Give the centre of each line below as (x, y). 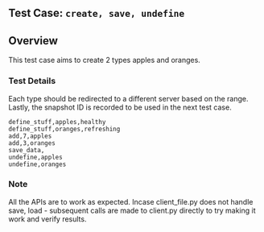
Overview (33, 41)
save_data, (27, 150)
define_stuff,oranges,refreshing (64, 129)
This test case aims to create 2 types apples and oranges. (105, 60)
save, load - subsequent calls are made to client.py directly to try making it (132, 210)
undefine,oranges (37, 164)
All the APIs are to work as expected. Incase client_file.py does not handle (131, 201)
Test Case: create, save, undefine (97, 13)
